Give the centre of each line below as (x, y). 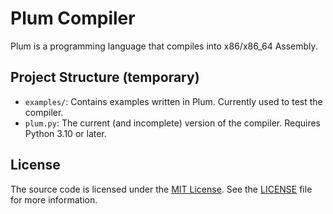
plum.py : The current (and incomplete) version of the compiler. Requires (172, 123)
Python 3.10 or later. (65, 133)
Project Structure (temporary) (105, 77)
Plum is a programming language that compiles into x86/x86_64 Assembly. (164, 46)
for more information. (54, 199)
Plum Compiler (73, 18)
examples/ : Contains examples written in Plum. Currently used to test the (173, 101)
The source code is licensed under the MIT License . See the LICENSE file (161, 189)
